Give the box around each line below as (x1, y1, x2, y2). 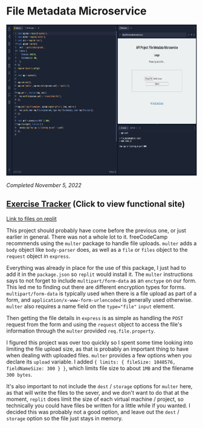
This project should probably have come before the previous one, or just (6, 226, 186, 234)
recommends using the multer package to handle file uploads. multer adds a (6, 240, 197, 247)
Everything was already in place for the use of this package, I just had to (6, 264, 186, 271)
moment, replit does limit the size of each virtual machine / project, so (6, 395, 184, 403)
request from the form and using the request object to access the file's (6, 321, 182, 328)
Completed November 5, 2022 (6, 181, 82, 188)
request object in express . (6, 252, 71, 260)
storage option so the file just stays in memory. (6, 415, 123, 422)
